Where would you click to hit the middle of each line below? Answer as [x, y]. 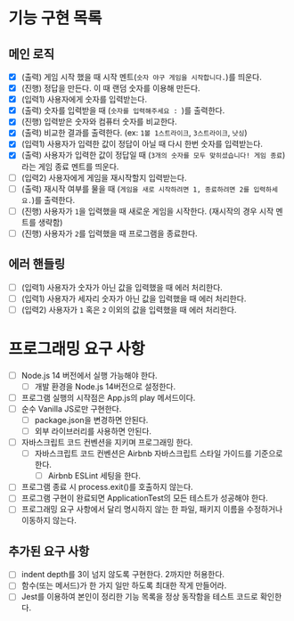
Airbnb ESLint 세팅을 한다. [94, 476]
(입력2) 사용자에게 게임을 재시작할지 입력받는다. [104, 177]
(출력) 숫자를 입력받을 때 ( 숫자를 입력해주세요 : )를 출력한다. [123, 110]
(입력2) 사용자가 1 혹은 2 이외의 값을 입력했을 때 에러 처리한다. [129, 309]
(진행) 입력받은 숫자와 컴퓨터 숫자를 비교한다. [99, 122]
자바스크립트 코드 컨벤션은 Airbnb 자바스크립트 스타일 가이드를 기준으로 [159, 453]
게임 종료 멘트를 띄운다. [78, 167]
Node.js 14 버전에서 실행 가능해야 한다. [89, 375]
